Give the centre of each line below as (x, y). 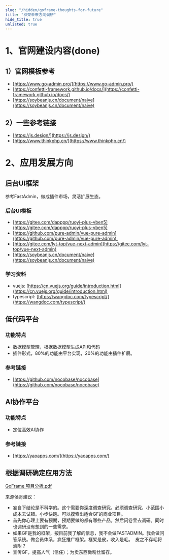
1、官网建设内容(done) (53, 51)
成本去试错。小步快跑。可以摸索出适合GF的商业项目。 (69, 514)
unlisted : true (21, 24)
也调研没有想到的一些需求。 (42, 527)
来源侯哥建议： (21, 497)
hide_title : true (24, 19)
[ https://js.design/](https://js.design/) (51, 135)
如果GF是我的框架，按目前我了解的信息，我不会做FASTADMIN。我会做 (86, 533)
